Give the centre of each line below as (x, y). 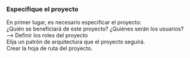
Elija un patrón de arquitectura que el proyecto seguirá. (76, 42)
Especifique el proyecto (42, 9)
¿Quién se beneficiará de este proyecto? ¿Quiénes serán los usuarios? (95, 29)
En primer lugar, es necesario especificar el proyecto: (74, 23)
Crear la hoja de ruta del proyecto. (50, 48)
